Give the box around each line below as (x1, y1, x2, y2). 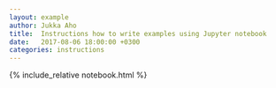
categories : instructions (9, 46, 104, 55)
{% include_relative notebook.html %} (9, 70, 148, 80)
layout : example (9, 12, 69, 22)
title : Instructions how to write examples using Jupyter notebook (9, 29, 267, 38)
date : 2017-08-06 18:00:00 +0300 (9, 37, 141, 47)
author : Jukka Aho (9, 21, 77, 30)
